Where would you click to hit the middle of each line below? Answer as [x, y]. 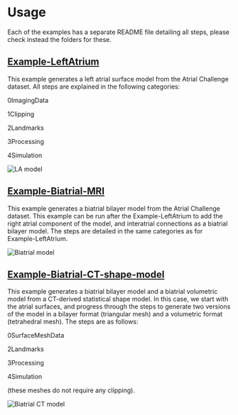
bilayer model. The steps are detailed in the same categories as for [105, 231]
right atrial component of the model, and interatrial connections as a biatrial [118, 223]
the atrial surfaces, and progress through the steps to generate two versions [119, 306]
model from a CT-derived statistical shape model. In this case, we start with [118, 299]
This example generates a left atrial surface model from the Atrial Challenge [118, 79]
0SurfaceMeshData [36, 336]
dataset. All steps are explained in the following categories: [94, 87]
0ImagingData [28, 100]
